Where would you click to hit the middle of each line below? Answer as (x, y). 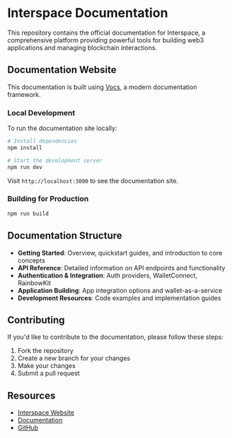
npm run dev (25, 167)
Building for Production (48, 199)
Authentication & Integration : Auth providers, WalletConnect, (108, 275)
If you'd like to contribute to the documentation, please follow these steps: (116, 337)
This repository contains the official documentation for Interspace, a (106, 33)
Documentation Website (62, 70)
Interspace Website (46, 413)
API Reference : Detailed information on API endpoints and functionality (121, 267)
